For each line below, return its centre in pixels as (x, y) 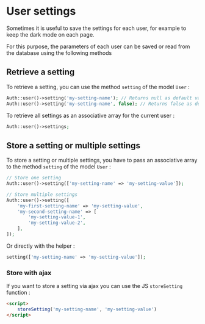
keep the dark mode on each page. (50, 34)
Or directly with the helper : (41, 246)
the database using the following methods (59, 52)
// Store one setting (34, 178)
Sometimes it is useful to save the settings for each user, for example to (96, 28)
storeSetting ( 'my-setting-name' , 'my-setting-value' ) (87, 309)
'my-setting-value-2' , (57, 223)
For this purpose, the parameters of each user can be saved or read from (98, 46)
